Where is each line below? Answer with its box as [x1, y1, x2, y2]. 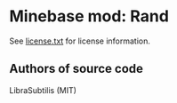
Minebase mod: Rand [9, 6, 169, 27]
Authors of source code [9, 61, 144, 76]
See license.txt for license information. [9, 36, 151, 46]
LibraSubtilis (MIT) [9, 84, 77, 95]
